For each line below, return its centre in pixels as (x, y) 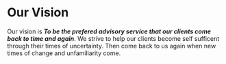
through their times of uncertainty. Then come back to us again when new (112, 46)
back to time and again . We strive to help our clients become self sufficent (113, 38)
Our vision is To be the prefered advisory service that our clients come (109, 31)
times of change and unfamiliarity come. (64, 53)
